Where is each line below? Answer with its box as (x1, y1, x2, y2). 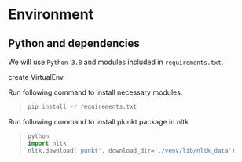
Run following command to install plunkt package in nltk (8, 117, 189, 126)
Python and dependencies (8, 37, 140, 50)
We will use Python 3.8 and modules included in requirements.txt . (8, 57, 224, 67)
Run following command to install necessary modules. (8, 88, 183, 97)
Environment (8, 5, 94, 23)
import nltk (27, 139, 67, 147)
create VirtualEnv (8, 73, 64, 81)
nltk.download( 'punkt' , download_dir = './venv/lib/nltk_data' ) (27, 146, 236, 154)
